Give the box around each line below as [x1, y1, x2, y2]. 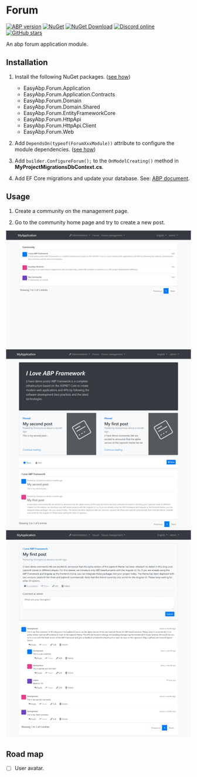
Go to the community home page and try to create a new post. [14, 218, 165, 226]
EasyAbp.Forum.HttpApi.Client [23, 121, 97, 129]
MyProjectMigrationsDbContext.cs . [14, 163, 104, 170]
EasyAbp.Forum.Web [23, 128, 74, 135]
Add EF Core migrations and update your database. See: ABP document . [14, 174, 190, 182]
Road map [6, 749, 44, 759]
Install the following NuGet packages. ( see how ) [14, 73, 131, 80]
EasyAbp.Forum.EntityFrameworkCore [23, 109, 116, 116]
